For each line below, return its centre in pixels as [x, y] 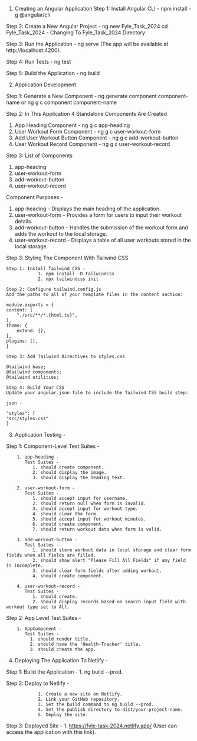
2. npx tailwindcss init [68, 279]
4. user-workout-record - [49, 586]
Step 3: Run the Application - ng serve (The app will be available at [87, 44]
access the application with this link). [51, 732]
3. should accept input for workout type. [85, 509]
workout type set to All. [38, 607]
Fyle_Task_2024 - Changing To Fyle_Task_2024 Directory [76, 32]
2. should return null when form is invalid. [89, 503]
